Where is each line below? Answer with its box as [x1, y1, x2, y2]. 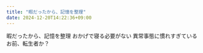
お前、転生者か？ [6, 40, 50, 47]
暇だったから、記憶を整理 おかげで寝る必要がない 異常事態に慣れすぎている [6, 32, 197, 40]
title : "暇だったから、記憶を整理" [6, 9, 86, 15]
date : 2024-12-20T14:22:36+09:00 [6, 15, 92, 21]
